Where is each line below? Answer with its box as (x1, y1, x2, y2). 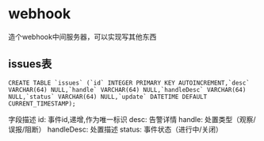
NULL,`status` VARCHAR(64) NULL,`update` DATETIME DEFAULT (8, 93, 208, 101)
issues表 (8, 57, 52, 71)
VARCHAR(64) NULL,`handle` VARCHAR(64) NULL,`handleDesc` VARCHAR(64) (8, 86, 247, 93)
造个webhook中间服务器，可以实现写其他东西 (8, 32, 157, 41)
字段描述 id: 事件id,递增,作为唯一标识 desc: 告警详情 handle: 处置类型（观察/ (8, 114, 256, 124)
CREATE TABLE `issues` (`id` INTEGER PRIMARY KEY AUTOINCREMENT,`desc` (8, 78, 250, 87)
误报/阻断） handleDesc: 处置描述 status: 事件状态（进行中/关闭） (8, 124, 224, 134)
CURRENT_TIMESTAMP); (8, 100, 77, 108)
